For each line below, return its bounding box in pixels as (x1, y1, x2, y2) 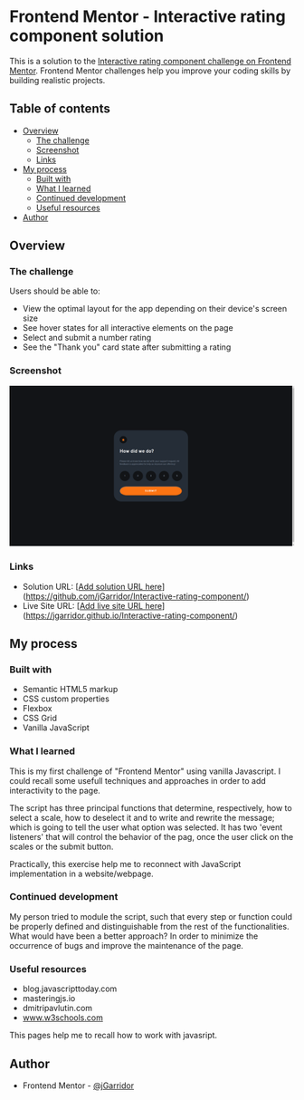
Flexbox (22, 703, 52, 714)
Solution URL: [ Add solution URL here (22, 581, 163, 592)
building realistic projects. (9, 74, 106, 85)
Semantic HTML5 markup (22, 684, 119, 695)
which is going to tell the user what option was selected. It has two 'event (9, 822, 283, 833)
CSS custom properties (22, 693, 110, 704)
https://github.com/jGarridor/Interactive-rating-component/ (25, 591, 247, 602)
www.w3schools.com (22, 1012, 104, 1023)
